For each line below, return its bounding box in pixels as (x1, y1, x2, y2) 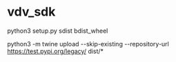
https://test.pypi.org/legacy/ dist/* (7, 47, 104, 55)
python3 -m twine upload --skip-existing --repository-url (7, 40, 169, 48)
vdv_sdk (7, 4, 56, 20)
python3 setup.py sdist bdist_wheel (7, 27, 108, 35)
